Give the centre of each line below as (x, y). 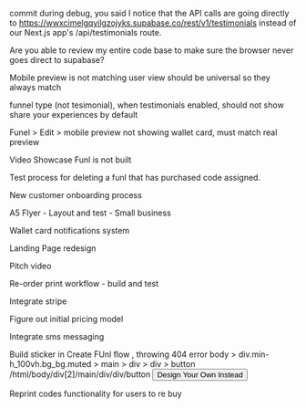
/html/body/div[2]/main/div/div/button (80, 374)
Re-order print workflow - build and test (84, 283)
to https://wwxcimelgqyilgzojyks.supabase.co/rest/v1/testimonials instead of (153, 23)
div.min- (254, 354)
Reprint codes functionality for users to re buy (96, 393)
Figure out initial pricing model (66, 319)
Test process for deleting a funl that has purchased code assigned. (135, 178)
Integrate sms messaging (57, 336)
